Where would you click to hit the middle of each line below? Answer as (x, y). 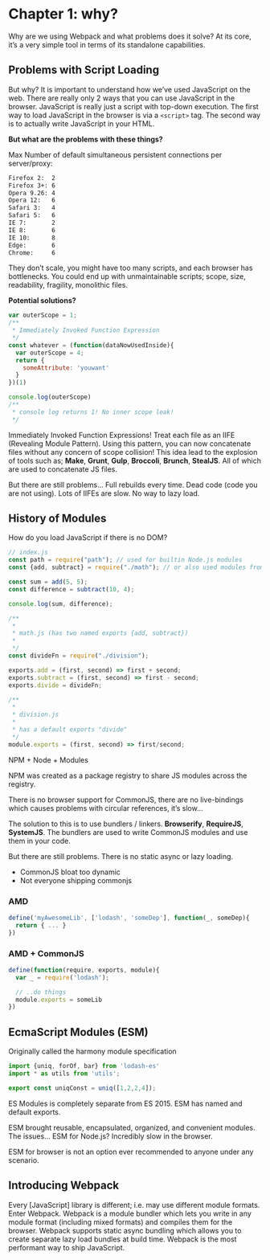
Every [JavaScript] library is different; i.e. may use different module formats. (134, 1205)
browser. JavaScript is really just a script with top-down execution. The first (133, 106)
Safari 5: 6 (32, 215)
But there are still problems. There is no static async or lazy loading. (121, 856)
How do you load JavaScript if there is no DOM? (88, 538)
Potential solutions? (42, 301)
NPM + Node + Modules (48, 759)
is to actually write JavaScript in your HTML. (82, 123)
